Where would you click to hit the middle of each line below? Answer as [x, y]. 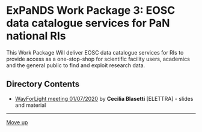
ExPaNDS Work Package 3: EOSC [91, 10]
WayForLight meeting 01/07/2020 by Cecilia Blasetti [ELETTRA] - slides [104, 98]
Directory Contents [43, 84]
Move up [17, 122]
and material [30, 105]
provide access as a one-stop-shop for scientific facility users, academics [98, 59]
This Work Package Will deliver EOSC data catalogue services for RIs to [95, 52]
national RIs [36, 36]
